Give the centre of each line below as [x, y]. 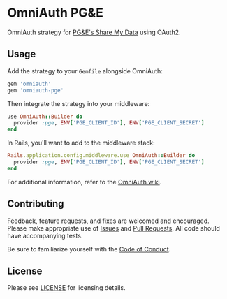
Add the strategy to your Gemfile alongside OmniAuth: [85, 71]
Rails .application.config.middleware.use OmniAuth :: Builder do [101, 156]
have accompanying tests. [45, 235]
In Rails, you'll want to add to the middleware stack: [81, 143]
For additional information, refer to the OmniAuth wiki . [85, 182]
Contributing [36, 204]
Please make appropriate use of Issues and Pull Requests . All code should [113, 228]
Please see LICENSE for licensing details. [66, 288]
